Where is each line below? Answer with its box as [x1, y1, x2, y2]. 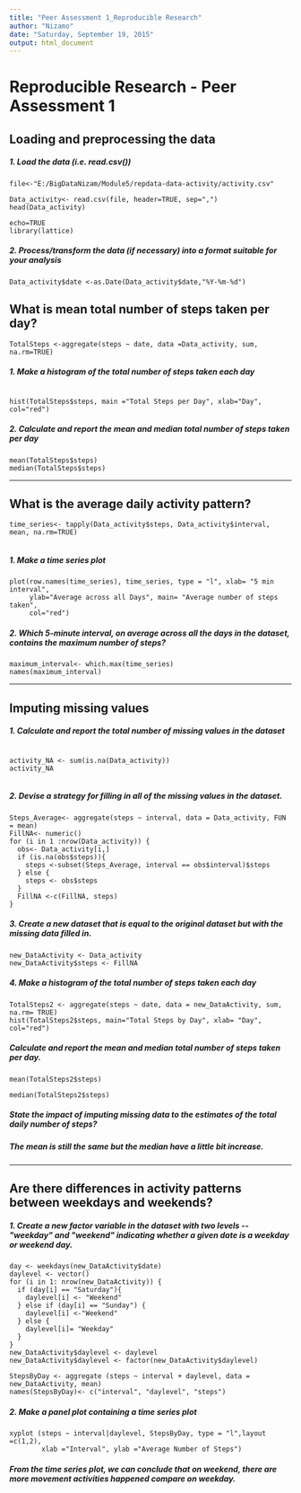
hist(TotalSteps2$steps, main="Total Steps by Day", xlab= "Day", [9, 1015, 262, 1024]
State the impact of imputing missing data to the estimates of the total [9, 1110, 278, 1120]
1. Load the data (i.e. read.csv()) [9, 156, 132, 167]
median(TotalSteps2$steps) [9, 1090, 110, 1100]
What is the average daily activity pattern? [9, 496, 252, 512]
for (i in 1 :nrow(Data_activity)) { [9, 837, 150, 846]
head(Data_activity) [9, 203, 87, 212]
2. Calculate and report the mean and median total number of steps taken [9, 424, 290, 435]
